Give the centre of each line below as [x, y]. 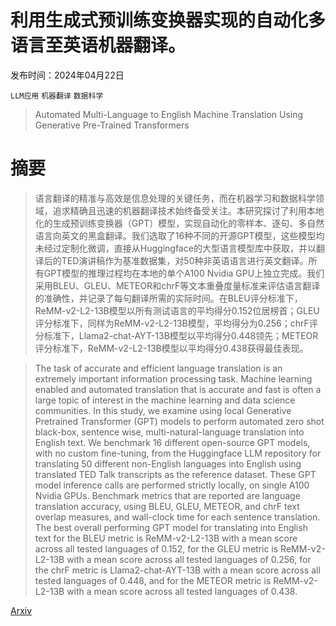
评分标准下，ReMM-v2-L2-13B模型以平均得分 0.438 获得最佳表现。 [171, 348]
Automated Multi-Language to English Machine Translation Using [169, 114]
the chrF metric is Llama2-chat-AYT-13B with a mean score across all [177, 570]
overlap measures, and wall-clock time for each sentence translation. [177, 517]
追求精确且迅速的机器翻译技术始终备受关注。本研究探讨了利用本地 [188, 210]
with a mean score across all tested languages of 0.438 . [182, 591]
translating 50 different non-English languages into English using [168, 463]
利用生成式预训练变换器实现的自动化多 [168, 20]
